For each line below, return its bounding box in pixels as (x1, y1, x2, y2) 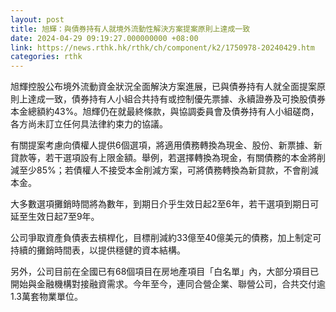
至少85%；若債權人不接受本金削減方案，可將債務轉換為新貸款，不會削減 (18, 164, 319, 176)
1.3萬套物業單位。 (10, 291, 83, 303)
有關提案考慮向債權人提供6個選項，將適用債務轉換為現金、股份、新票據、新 (10, 139, 323, 151)
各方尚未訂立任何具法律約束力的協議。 (10, 118, 168, 130)
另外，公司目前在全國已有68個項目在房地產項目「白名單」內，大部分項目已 (10, 266, 320, 278)
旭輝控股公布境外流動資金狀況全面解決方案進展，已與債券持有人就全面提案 (10, 81, 317, 93)
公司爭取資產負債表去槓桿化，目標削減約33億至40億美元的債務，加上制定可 (10, 232, 322, 244)
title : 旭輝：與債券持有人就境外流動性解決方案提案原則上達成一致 (10, 24, 251, 34)
